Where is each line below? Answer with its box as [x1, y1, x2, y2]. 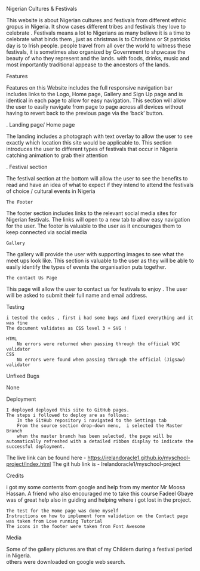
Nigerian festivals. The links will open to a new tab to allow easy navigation [6, 216, 190, 223]
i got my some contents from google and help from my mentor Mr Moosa [6, 484, 186, 490]
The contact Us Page [6, 275, 58, 281]
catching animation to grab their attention [6, 152, 108, 159]
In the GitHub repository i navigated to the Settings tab [17, 417, 167, 423]
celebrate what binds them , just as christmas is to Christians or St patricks [6, 36, 190, 42]
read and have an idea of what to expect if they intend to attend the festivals [6, 182, 194, 188]
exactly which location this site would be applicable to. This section [6, 139, 172, 146]
